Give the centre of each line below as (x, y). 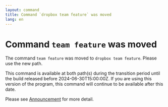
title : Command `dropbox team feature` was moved (59, 15)
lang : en (14, 19)
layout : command (22, 10)
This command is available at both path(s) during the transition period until (83, 73)
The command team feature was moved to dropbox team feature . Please (81, 58)
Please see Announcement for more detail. (50, 99)
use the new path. (24, 64)
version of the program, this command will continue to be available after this (84, 84)
